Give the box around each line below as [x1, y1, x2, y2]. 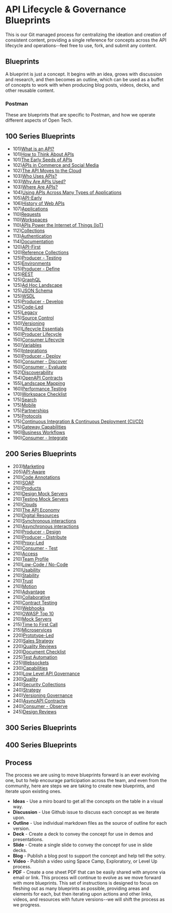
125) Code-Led [12, 304, 44, 310]
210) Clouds [12, 501, 37, 508]
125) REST [12, 271, 33, 277]
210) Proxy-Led [12, 539, 45, 546]
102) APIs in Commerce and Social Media [12, 162, 99, 168]
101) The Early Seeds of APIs [12, 157, 73, 163]
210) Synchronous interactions [12, 517, 77, 524]
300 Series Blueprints [5, 724, 77, 732]
